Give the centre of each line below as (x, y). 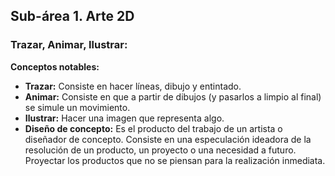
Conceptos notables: (55, 66)
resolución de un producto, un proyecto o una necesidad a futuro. (160, 150)
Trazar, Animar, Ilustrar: (69, 45)
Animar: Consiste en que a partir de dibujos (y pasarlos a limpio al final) (173, 96)
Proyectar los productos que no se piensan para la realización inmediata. (175, 160)
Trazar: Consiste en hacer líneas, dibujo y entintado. (133, 86)
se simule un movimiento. (77, 107)
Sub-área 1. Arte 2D (72, 16)
